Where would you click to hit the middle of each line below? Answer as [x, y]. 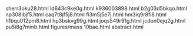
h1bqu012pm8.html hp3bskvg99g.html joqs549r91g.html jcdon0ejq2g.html [96, 21]
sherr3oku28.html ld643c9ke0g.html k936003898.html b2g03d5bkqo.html [96, 8]
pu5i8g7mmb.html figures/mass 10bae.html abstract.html [74, 27]
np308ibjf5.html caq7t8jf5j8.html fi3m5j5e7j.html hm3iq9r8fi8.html [86, 15]
